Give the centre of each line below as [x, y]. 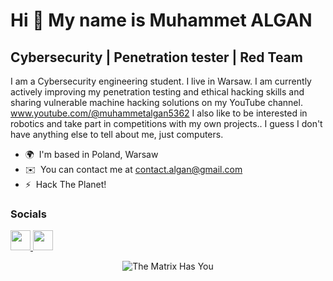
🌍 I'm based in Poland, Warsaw [91, 154]
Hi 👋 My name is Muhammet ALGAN [161, 20]
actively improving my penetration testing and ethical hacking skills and [157, 92]
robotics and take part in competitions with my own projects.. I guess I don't [166, 123]
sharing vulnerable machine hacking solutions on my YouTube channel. [156, 102]
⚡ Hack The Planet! [65, 184]
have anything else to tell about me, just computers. [117, 134]
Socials [28, 214]
